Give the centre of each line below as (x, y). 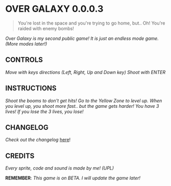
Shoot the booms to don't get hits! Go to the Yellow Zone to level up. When (84, 101)
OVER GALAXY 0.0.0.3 (54, 9)
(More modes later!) (26, 43)
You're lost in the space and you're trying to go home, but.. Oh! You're (91, 23)
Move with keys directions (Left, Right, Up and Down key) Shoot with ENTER (86, 72)
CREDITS (20, 156)
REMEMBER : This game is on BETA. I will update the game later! (73, 178)
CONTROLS (24, 60)
